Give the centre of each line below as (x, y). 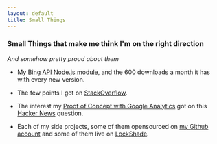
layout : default (30, 13)
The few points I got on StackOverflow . (72, 93)
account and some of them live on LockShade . (83, 134)
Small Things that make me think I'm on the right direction (105, 44)
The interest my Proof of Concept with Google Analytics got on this (112, 106)
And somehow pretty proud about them (63, 58)
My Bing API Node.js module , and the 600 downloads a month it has (114, 72)
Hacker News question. (50, 113)
